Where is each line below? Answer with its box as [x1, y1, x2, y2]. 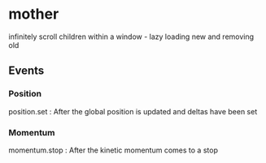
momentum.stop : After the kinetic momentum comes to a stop [8, 145, 218, 155]
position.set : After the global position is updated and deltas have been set [8, 106, 258, 116]
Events [8, 64, 45, 78]
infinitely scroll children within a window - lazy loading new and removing [8, 32, 255, 41]
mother [8, 5, 59, 24]
